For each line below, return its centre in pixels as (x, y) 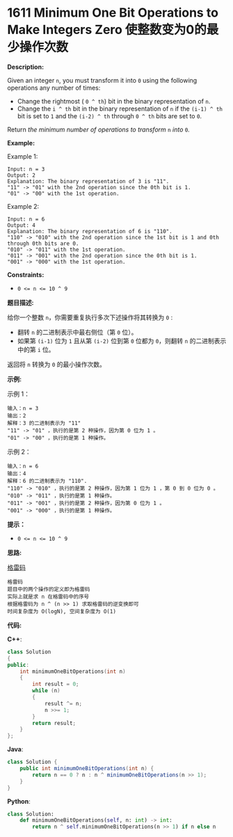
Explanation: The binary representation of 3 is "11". (88, 181)
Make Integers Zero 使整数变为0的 (107, 30)
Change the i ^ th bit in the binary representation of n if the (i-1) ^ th (120, 109)
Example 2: (23, 206)
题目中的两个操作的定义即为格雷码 (49, 589)
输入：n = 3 (23, 408)
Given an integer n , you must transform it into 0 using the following (102, 80)
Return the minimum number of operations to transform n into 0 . (98, 129)
